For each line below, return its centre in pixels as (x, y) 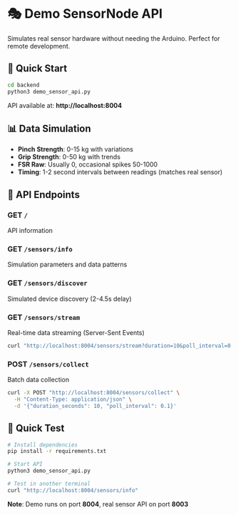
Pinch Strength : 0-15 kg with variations (76, 149)
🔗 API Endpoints (44, 195)
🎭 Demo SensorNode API (85, 14)
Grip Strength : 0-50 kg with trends (69, 157)
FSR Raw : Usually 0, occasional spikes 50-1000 (88, 164)
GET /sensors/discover (47, 283)
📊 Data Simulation (49, 128)
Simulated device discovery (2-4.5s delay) (69, 299)
